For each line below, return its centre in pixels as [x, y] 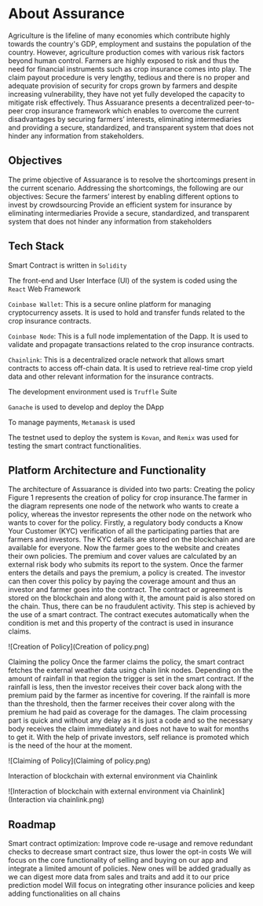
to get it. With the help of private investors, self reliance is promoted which [129, 738]
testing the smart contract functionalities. [75, 446]
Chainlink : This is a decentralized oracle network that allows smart [117, 360]
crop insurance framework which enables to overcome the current [132, 110]
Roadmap [32, 825]
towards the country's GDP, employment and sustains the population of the [130, 43]
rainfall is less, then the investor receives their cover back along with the [125, 687]
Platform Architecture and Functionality [107, 470]
